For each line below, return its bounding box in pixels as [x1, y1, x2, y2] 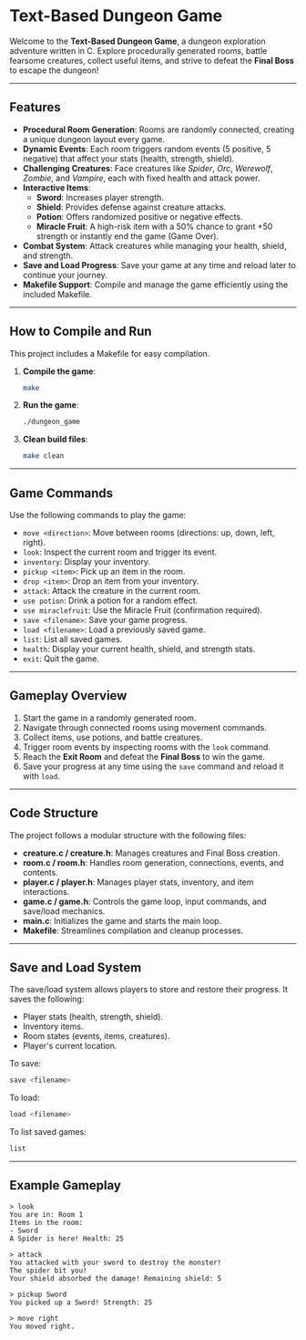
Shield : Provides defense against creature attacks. [36, 202, 227, 213]
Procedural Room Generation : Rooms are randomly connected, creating [22, 124, 295, 135]
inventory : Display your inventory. [22, 556, 151, 566]
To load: [9, 1092, 40, 1104]
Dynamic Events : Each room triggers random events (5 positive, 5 [22, 143, 271, 154]
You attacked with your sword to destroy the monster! [9, 1258, 222, 1267]
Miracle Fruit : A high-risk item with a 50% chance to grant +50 [36, 221, 273, 232]
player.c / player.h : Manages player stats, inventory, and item [22, 877, 254, 888]
